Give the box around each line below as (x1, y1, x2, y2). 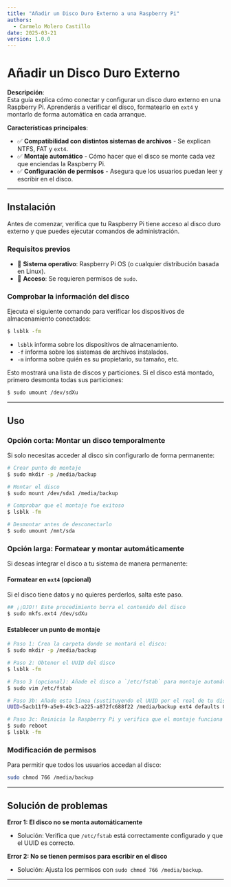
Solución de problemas (7, 799, 108, 811)
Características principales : (7, 123, 88, 132)
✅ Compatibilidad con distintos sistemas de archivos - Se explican (16, 137, 211, 146)
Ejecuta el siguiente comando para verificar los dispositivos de (7, 308, 185, 316)
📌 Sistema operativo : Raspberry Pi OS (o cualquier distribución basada (16, 260, 219, 268)
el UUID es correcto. (16, 839, 76, 847)
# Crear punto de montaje (7, 464, 81, 471)
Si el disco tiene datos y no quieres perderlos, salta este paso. (7, 590, 184, 599)
